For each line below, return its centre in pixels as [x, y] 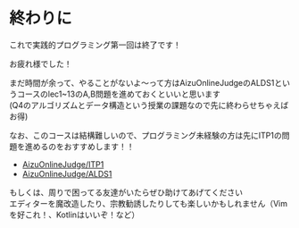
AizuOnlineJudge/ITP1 [63, 164]
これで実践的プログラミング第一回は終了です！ [95, 45]
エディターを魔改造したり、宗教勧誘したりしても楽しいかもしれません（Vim [149, 203]
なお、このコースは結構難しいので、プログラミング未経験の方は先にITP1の [146, 135]
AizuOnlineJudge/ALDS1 [67, 173]
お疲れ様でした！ [41, 63]
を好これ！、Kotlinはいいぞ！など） [75, 215]
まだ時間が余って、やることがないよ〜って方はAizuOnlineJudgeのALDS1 [142, 82]
